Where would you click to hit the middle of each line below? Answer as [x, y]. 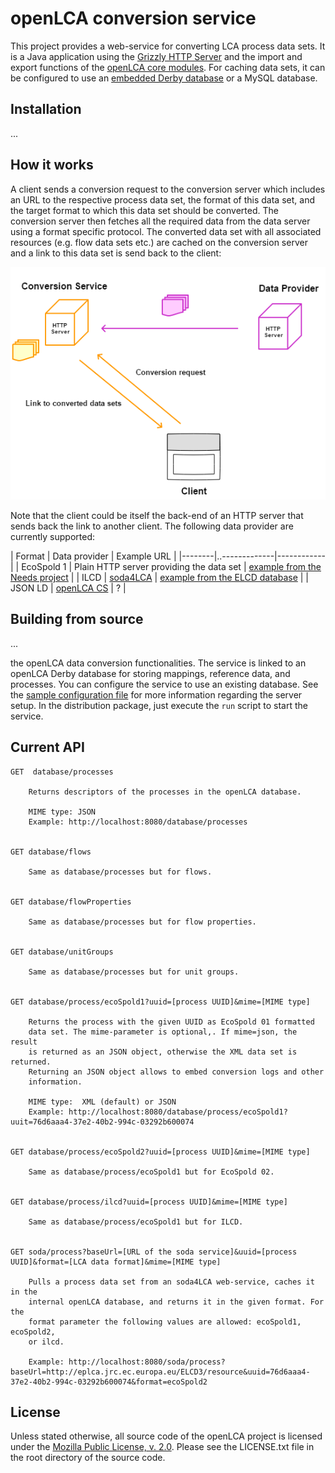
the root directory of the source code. [88, 1458]
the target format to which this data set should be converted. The [144, 210]
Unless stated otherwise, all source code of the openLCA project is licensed [166, 1436]
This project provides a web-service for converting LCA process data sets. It [168, 46]
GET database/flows [51, 852]
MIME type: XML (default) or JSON [102, 1102]
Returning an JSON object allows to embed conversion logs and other [176, 1072]
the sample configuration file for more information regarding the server [156, 694]
